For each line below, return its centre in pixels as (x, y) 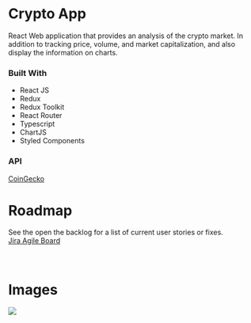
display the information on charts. (63, 52)
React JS (34, 90)
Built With (28, 73)
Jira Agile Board (34, 241)
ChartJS (33, 132)
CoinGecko (27, 178)
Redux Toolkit (42, 107)
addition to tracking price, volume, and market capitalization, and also (122, 44)
